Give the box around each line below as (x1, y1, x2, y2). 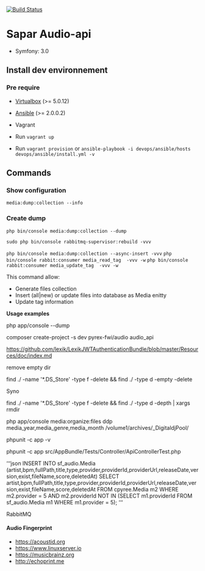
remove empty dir (6, 364, 51, 371)
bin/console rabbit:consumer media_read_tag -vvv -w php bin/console (6, 257, 189, 263)
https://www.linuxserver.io (15, 544, 82, 551)
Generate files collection (15, 285, 77, 292)
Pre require (6, 83, 40, 92)
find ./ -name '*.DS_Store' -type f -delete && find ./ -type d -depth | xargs (6, 399, 190, 407)
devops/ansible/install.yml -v (15, 151, 95, 157)
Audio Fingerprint (6, 525, 52, 532)
